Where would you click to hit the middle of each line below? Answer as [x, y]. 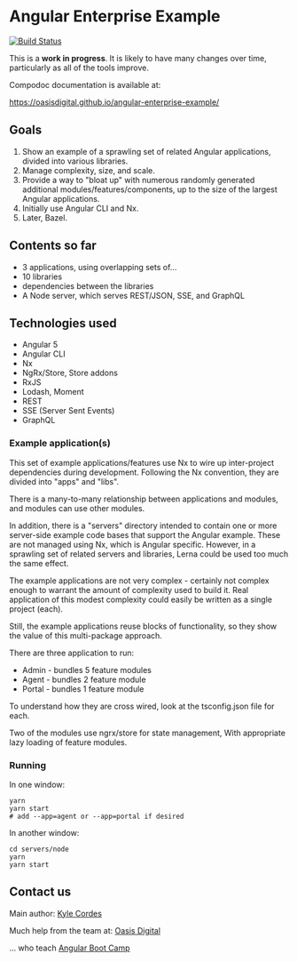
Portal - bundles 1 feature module [83, 689]
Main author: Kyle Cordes [55, 913]
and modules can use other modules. [77, 508]
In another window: [44, 832]
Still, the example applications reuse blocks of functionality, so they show [143, 626]
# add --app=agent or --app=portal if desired [97, 816]
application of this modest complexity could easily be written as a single [141, 599]
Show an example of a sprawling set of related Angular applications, [147, 151]
